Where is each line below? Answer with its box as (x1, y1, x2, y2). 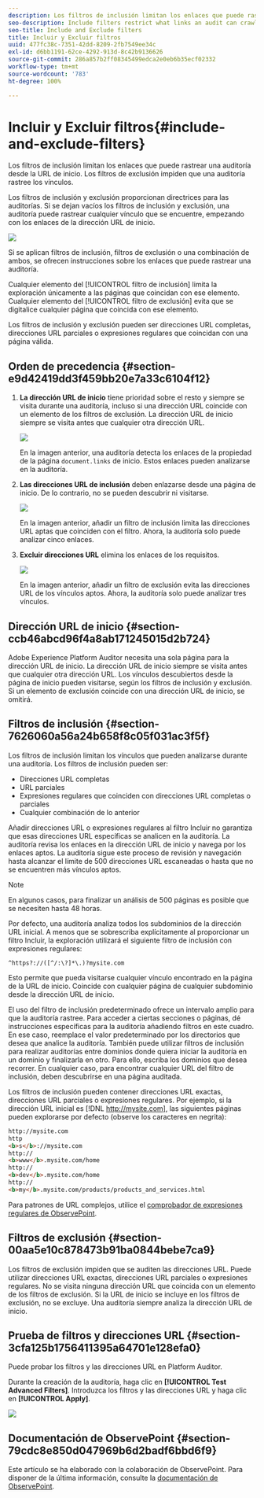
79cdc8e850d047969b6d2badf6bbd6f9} (8, 1444, 218, 1457)
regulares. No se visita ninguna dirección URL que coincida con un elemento (8, 1281, 256, 1290)
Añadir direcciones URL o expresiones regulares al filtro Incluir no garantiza (8, 823, 253, 832)
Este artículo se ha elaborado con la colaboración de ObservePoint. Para (8, 1465, 244, 1474)
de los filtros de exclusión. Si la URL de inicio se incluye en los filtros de (8, 1290, 240, 1299)
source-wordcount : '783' (8, 70, 90, 78)
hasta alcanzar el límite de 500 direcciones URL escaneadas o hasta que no (8, 856, 254, 865)
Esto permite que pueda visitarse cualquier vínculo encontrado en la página (8, 972, 253, 982)
